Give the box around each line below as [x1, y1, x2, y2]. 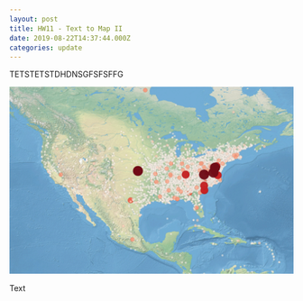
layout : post [9, 14, 59, 23]
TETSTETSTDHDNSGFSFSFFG [9, 68, 124, 80]
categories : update [9, 43, 83, 52]
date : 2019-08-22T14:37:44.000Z [9, 33, 131, 42]
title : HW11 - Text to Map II [9, 23, 124, 33]
